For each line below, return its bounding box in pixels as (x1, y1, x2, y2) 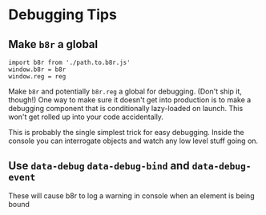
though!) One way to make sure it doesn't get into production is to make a (8, 95, 252, 105)
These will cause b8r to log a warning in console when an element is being (8, 190, 255, 201)
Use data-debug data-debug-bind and (8, 159, 190, 173)
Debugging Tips (8, 6, 118, 24)
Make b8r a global (8, 38, 99, 51)
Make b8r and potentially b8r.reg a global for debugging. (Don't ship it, (8, 86, 243, 96)
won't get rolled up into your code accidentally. (8, 112, 164, 121)
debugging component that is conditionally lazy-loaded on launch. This (8, 104, 244, 113)
